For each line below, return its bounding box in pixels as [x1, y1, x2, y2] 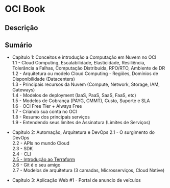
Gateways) [12, 87, 35, 93]
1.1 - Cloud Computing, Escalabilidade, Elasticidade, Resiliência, [12, 60, 146, 66]
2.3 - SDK [12, 146, 33, 152]
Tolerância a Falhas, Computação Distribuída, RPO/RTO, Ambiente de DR [12, 65, 165, 72]
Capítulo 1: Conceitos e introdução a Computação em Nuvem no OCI [12, 54, 157, 60]
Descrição [5, 24, 38, 32]
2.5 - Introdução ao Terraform [12, 156, 75, 162]
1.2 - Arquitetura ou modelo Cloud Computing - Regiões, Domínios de [12, 70, 159, 77]
